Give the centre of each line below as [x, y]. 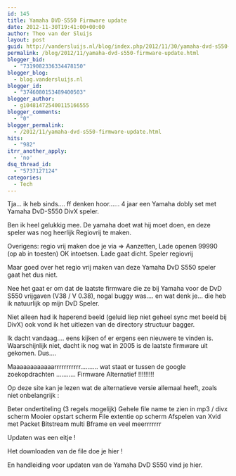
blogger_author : [31, 99]
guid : [15, 46]
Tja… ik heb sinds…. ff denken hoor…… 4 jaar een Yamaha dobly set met [112, 204]
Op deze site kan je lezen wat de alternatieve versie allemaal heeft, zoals [112, 388]
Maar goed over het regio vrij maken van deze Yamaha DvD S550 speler [112, 268]
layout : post [26, 40]
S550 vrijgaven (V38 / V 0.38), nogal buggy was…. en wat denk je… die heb [117, 296]
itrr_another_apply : [38, 151]
